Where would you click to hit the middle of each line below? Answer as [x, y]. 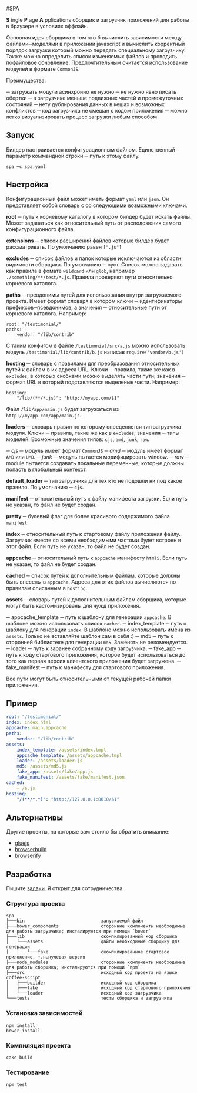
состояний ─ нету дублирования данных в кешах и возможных [86, 104]
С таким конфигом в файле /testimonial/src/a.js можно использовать [96, 345]
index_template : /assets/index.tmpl [62, 750]
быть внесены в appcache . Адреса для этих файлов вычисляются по [91, 582]
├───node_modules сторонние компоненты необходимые [96, 962]
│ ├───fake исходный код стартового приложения [98, 988]
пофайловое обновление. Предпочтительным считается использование [97, 62]
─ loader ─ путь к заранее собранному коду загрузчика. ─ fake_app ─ [94, 648]
